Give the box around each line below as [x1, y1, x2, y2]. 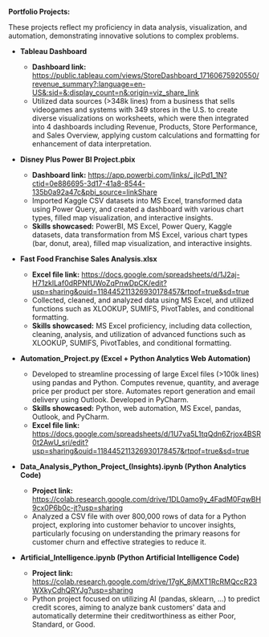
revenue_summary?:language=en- [31, 80, 146, 88]
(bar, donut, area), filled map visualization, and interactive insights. [31, 239, 253, 248]
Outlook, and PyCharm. [31, 412, 110, 421]
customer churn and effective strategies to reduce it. [31, 537, 207, 546]
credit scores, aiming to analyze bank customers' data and [31, 602, 226, 612]
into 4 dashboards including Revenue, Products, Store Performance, [31, 122, 258, 131]
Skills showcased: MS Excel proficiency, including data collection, [31, 321, 253, 331]
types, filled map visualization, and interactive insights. [31, 213, 214, 222]
